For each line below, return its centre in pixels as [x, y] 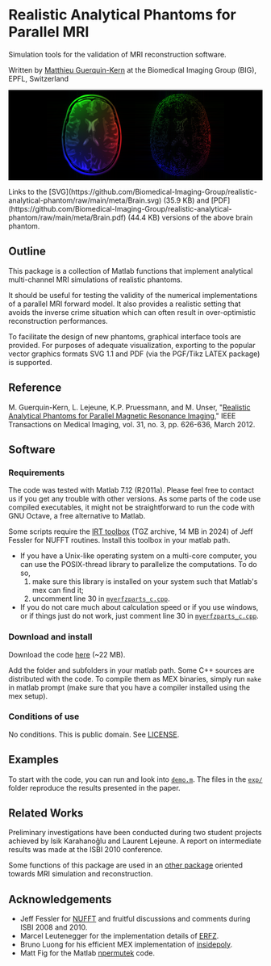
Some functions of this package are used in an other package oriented [126, 865]
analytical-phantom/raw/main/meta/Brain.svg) [85, 200]
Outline [27, 252]
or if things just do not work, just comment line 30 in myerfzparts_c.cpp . [140, 616]
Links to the [28, 191]
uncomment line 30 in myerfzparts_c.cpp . [101, 598]
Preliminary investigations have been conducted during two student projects [135, 833]
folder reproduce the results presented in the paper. [94, 787]
